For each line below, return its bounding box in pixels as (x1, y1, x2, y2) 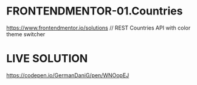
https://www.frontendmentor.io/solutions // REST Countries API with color (6, 24, 191, 31)
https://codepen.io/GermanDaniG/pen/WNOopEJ (6, 71, 130, 79)
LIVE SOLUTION (6, 52, 88, 66)
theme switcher (6, 30, 46, 37)
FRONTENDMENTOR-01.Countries (6, 4, 183, 18)
